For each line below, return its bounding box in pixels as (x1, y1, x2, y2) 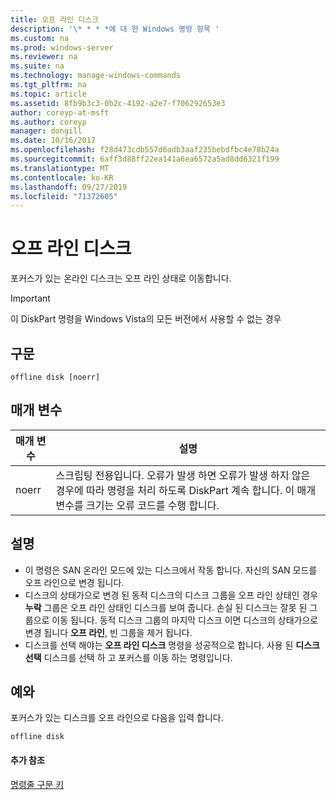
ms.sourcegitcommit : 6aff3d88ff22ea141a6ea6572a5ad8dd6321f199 (10, 154, 280, 164)
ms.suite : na (10, 61, 65, 71)
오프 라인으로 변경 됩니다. (24, 576, 125, 588)
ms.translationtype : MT (10, 163, 110, 173)
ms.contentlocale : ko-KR (10, 172, 114, 183)
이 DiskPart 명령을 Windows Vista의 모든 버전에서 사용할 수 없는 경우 (10, 313, 282, 325)
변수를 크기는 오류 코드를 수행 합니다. (55, 498, 220, 512)
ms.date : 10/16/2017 (10, 136, 97, 146)
